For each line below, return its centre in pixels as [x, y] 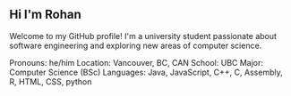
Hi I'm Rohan [46, 15]
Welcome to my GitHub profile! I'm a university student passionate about [143, 36]
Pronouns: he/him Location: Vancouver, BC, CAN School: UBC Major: [137, 62]
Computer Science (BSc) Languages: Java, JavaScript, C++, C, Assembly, [146, 72]
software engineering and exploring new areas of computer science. [136, 45]
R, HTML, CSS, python [51, 81]
